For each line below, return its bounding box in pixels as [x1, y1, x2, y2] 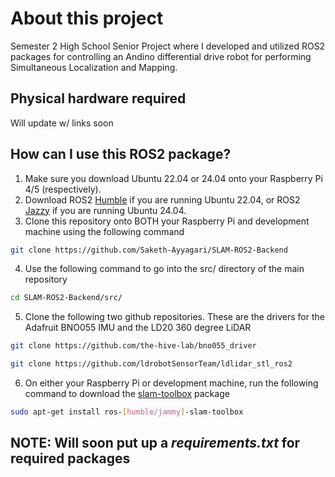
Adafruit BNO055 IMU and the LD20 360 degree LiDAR [24, 322, 252, 334]
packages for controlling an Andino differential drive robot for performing [10, 50, 312, 62]
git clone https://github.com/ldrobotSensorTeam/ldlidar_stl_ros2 [10, 359, 293, 369]
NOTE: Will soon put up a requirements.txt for [10, 435, 301, 452]
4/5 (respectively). [24, 183, 102, 195]
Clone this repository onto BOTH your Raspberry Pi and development [24, 215, 310, 227]
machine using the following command [24, 225, 185, 237]
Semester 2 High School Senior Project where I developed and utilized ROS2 [10, 40, 326, 52]
